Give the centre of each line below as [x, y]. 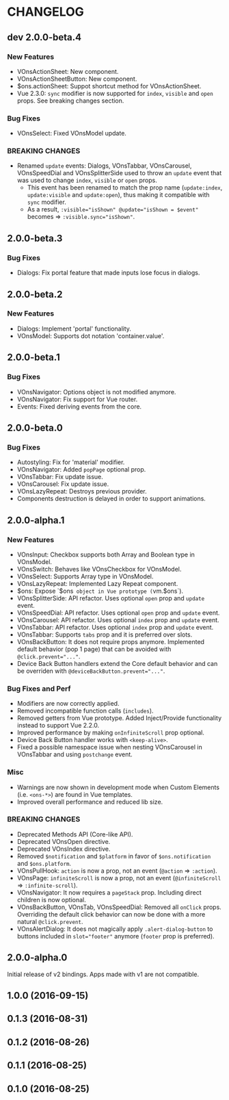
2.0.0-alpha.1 [36, 520]
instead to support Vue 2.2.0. [58, 726]
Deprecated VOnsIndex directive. [64, 849]
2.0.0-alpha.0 [37, 958]
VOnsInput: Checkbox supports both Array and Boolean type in [106, 554]
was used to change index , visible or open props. [87, 180]
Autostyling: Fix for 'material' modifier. [71, 462]
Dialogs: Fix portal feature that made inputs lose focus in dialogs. [108, 273]
